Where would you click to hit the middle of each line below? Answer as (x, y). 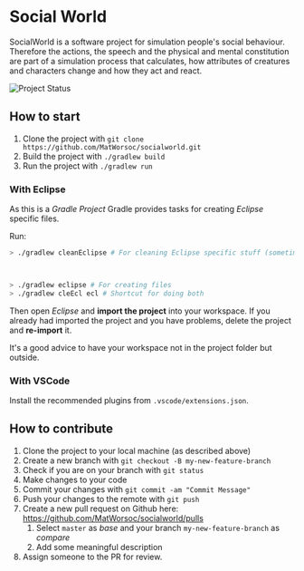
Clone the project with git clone (83, 139)
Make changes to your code (75, 479)
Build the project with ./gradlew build (94, 156)
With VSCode (40, 381)
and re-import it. (41, 330)
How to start (45, 116)
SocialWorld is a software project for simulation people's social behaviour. (147, 42)
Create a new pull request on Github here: (100, 508)
